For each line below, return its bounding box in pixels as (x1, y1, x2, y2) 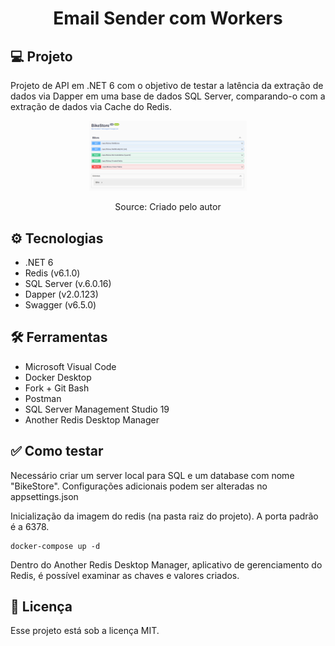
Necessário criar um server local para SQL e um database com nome (10, 469, 295, 481)
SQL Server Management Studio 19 (24, 403, 170, 415)
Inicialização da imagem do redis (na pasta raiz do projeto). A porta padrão (10, 510, 319, 522)
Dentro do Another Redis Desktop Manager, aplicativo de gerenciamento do (10, 558, 323, 571)
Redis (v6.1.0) (24, 267, 81, 279)
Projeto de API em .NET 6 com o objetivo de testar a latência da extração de (10, 80, 324, 91)
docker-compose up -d (10, 541, 101, 551)
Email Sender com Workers (53, 7, 283, 30)
